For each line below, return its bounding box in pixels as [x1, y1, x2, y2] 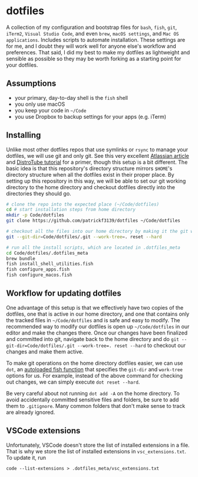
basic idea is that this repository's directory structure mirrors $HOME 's [6, 164, 173, 172]
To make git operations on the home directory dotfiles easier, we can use [6, 359, 183, 366]
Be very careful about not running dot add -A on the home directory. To [6, 390, 180, 397]
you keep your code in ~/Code [14, 106, 87, 113]
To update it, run [6, 454, 46, 461]
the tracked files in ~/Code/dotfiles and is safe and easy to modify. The [6, 316, 180, 323]
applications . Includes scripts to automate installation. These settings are [6, 36, 186, 43]
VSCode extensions [6, 426, 81, 436]
